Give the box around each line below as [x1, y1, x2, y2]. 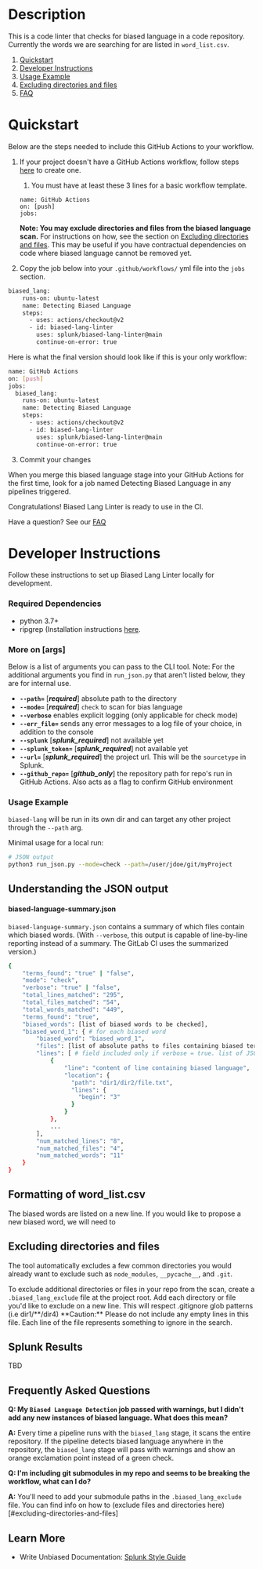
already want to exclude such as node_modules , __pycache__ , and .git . [8, 1269, 233, 1279]
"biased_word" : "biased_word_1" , [36, 1034, 146, 1043]
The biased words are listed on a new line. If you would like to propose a [8, 1209, 241, 1218]
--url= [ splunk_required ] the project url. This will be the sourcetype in [19, 752, 247, 762]
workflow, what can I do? [8, 1477, 92, 1487]
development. [8, 578, 52, 588]
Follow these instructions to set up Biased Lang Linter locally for [8, 571, 215, 580]
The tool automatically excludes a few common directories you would [8, 1261, 232, 1270]
